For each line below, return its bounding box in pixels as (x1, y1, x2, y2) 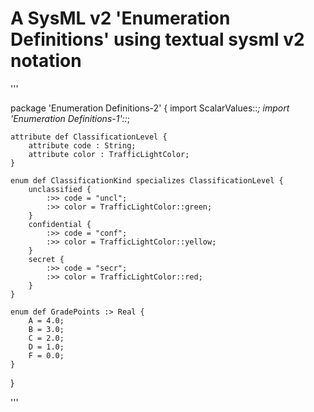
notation (10, 50, 82, 72)
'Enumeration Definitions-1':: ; (10, 112, 130, 124)
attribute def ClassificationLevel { (10, 132, 168, 142)
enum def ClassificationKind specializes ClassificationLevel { (10, 175, 284, 186)
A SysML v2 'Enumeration (10, 7, 231, 30)
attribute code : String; (28, 140, 137, 151)
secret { (28, 254, 65, 264)
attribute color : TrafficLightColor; (28, 149, 190, 159)
